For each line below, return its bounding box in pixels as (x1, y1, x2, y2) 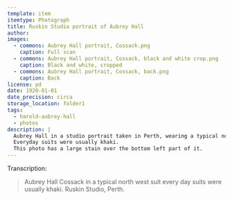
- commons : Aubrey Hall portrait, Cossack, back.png (13, 68, 169, 75)
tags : (7, 107, 23, 113)
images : (7, 36, 30, 43)
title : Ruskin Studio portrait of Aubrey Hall (7, 23, 144, 30)
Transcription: (7, 164, 47, 172)
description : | (7, 126, 51, 133)
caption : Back (19, 74, 60, 82)
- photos (13, 119, 39, 127)
